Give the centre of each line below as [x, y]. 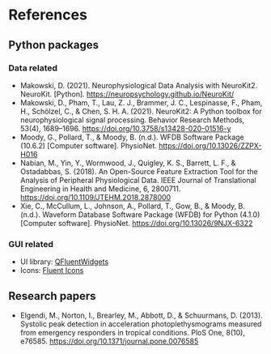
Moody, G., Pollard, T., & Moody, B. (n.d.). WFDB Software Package [132, 137]
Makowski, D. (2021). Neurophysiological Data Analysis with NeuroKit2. [139, 85]
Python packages [54, 45]
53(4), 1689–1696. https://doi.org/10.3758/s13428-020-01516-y [125, 128]
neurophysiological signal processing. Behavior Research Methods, [132, 120]
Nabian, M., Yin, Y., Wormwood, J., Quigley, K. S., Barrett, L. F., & [128, 163]
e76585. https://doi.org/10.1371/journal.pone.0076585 [109, 341]
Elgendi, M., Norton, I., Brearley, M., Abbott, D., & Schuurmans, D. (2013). [141, 315]
